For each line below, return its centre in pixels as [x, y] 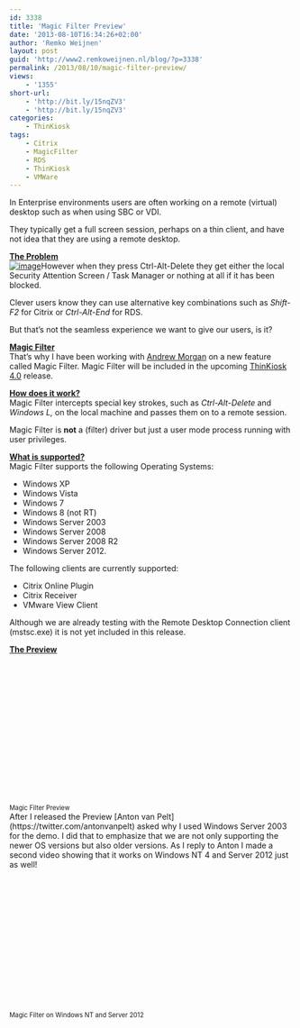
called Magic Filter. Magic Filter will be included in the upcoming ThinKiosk [148, 367]
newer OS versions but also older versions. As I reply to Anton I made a [141, 846]
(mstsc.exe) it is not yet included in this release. [98, 632]
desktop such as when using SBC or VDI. [86, 212]
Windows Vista [50, 494]
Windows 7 [43, 503]
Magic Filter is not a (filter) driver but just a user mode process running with [150, 430]
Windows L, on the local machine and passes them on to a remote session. [148, 413]
